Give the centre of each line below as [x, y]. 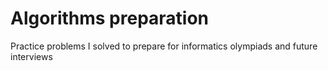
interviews [31, 56]
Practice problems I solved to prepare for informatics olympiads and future [164, 46]
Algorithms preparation [110, 18]
